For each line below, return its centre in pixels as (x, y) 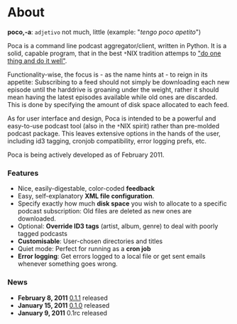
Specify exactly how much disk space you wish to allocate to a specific (122, 203)
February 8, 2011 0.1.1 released (62, 298)
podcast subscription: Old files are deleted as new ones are (105, 211)
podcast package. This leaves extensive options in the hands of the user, (114, 133)
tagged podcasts (42, 234)
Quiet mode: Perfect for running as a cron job (84, 249)
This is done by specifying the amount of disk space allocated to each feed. (118, 104)
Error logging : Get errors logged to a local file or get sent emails (111, 257)
